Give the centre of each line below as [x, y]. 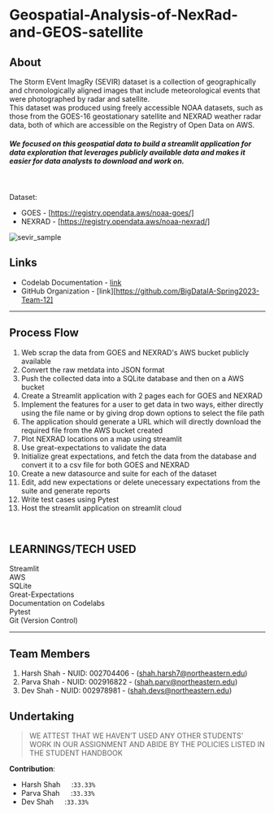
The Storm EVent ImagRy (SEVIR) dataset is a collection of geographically [133, 82]
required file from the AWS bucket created [92, 430]
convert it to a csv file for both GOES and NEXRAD [105, 464]
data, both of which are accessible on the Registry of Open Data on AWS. [132, 125]
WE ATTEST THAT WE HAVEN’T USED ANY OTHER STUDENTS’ [136, 736]
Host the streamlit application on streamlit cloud [101, 508]
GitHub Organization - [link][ [68, 291]
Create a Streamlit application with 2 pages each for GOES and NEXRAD [142, 395]
